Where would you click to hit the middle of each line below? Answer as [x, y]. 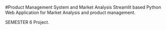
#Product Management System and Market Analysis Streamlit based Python [83, 7]
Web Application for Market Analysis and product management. [70, 12]
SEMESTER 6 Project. [27, 22]
